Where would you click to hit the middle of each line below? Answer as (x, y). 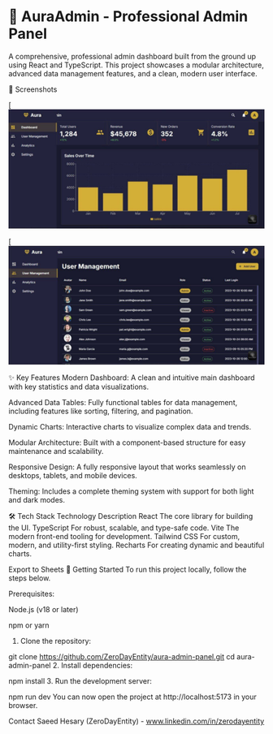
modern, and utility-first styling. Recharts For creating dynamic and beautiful (136, 545)
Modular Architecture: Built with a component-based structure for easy (127, 443)
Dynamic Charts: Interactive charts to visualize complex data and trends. (130, 426)
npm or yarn (29, 625)
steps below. (30, 578)
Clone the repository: (56, 641)
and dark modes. (37, 499)
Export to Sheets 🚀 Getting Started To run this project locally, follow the (128, 569)
